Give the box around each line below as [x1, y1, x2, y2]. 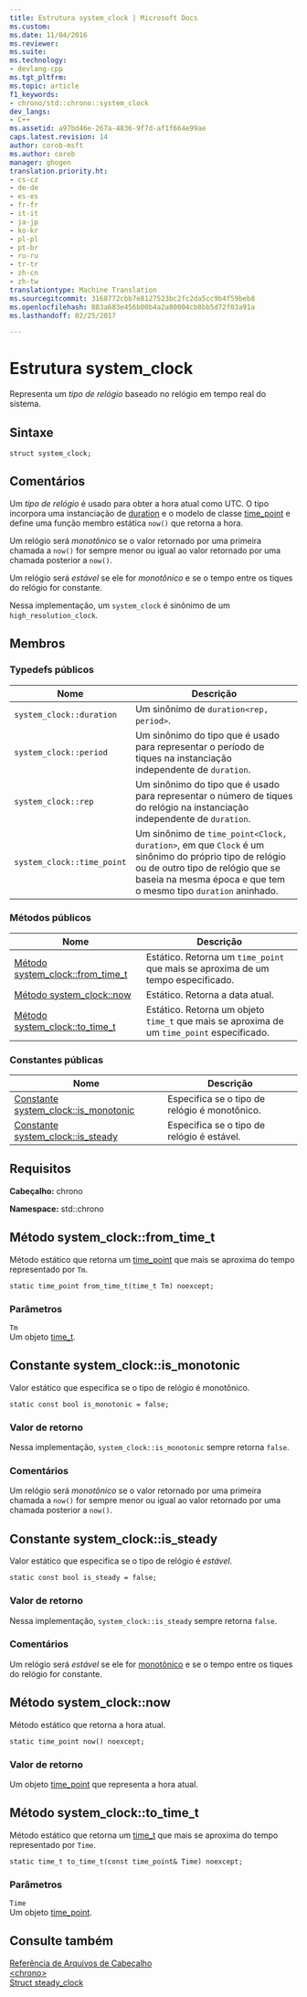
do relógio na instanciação [135, 801, 249, 814]
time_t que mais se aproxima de [145, 1014, 284, 1027]
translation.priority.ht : [9, 166, 108, 176]
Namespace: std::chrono [9, 1203, 104, 1214]
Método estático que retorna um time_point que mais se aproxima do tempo [9, 1254, 295, 1265]
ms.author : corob [9, 149, 76, 158]
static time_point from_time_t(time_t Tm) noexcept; [9, 1281, 215, 1290]
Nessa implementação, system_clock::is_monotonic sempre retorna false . [9, 1442, 290, 1453]
